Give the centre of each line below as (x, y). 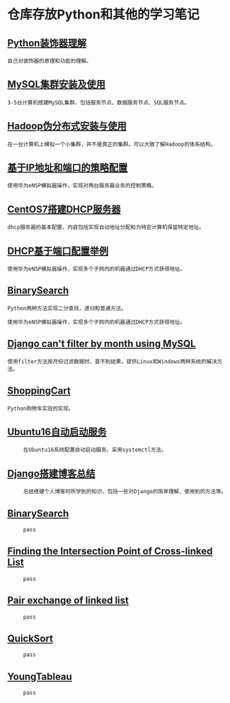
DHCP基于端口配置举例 (58, 251)
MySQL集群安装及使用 (57, 85)
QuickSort (30, 638)
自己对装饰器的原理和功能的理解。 (50, 61)
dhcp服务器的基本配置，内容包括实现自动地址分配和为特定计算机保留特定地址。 (106, 228)
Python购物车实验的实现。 (41, 409)
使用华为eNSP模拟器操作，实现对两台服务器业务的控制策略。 (82, 186)
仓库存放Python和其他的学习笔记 (103, 15)
